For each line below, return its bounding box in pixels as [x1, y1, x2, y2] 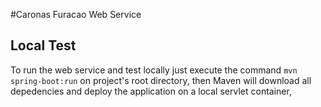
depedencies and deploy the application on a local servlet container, [10, 85, 292, 97]
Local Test [10, 37, 77, 54]
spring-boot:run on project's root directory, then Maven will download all [10, 74, 312, 86]
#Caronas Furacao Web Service [10, 9, 142, 20]
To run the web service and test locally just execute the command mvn [10, 64, 298, 76]
